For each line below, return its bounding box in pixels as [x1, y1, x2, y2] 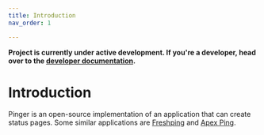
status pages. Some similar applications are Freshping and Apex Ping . [8, 118, 236, 127]
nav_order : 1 [8, 19, 52, 27]
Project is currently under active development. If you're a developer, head [8, 47, 256, 57]
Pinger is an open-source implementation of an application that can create [8, 110, 251, 119]
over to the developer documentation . [8, 56, 136, 66]
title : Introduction [8, 11, 77, 20]
